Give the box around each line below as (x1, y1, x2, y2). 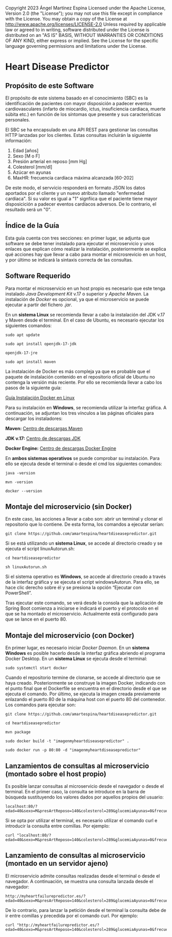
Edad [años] (12, 148, 39, 153)
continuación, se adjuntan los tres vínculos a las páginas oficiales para (5, 410, 154, 416)
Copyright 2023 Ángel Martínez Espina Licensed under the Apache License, (5, 5, 166, 11)
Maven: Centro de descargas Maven (5, 425, 83, 431)
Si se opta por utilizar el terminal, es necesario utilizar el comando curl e (5, 818, 158, 824)
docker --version (5, 488, 42, 493)
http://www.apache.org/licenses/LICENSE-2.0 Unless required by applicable (5, 21, 166, 27)
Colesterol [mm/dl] (12, 164, 53, 170)
